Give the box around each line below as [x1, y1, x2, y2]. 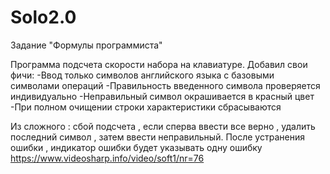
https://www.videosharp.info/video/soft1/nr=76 [10, 152, 205, 164]
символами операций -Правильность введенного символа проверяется [10, 79, 321, 91]
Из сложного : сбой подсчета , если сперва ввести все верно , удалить [10, 120, 316, 132]
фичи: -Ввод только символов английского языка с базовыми [10, 69, 275, 81]
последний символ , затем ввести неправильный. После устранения [10, 131, 305, 143]
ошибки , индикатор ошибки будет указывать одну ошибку [10, 141, 263, 153]
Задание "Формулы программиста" [10, 39, 163, 51]
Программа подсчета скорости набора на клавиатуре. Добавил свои [10, 58, 308, 70]
